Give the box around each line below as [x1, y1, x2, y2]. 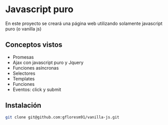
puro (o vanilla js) [5, 25, 42, 32]
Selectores [12, 70, 36, 76]
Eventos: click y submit [12, 86, 62, 92]
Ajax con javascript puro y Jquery [12, 59, 84, 66]
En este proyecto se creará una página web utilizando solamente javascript [5, 20, 163, 26]
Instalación [5, 101, 42, 110]
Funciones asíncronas [12, 65, 59, 71]
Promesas [12, 54, 34, 60]
